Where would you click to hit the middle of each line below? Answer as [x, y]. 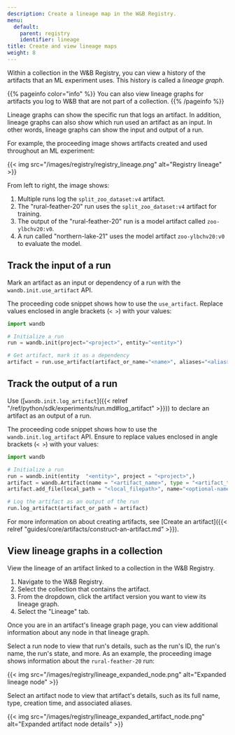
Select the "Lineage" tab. [54, 611]
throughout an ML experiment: [51, 151]
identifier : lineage [50, 40]
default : [26, 27]
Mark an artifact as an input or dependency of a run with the [94, 282]
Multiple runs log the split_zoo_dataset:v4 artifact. [91, 199]
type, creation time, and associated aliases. [70, 703]
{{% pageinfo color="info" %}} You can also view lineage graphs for [106, 94]
